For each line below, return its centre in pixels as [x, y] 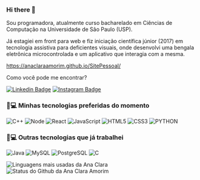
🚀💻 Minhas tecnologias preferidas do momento [78, 106]
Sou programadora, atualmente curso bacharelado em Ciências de [89, 23]
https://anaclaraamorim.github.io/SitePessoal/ [64, 66]
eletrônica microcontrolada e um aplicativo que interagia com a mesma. [95, 54]
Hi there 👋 [21, 10]
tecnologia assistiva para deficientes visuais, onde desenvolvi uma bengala [100, 47]
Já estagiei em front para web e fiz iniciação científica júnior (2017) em [95, 41]
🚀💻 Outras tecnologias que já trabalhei [65, 137]
